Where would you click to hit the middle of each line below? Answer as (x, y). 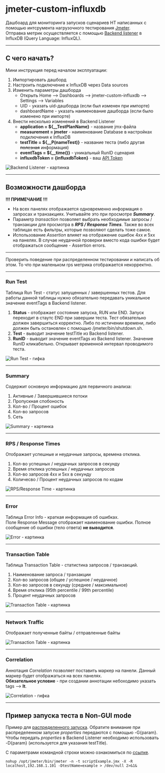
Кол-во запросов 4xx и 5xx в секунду (52, 474)
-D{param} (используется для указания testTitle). (57, 743)
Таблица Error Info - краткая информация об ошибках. (62, 517)
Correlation (19, 660)
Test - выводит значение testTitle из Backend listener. (68, 333)
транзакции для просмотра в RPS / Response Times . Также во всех (83, 224)
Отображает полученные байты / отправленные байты (63, 633)
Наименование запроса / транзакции (52, 575)
